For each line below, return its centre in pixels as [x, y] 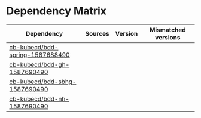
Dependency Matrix [56, 11]
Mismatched [168, 30]
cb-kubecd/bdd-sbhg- [43, 82]
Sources [97, 33]
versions [168, 37]
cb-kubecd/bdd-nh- [39, 98]
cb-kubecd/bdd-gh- [39, 64]
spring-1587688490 [39, 55]
